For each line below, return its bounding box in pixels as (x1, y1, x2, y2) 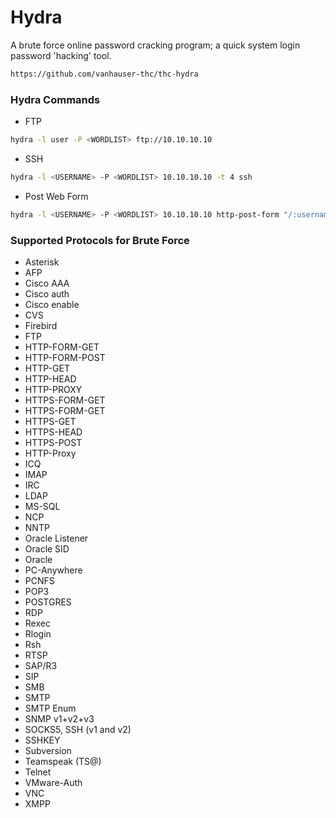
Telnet (24, 766, 52, 778)
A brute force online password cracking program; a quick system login (10, 39, 301, 51)
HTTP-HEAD (24, 373, 77, 385)
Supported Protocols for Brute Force (10, 233, 190, 247)
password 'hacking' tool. (10, 49, 112, 61)
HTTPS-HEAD (24, 426, 83, 438)
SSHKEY (24, 734, 61, 746)
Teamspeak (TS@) (24, 756, 102, 768)
